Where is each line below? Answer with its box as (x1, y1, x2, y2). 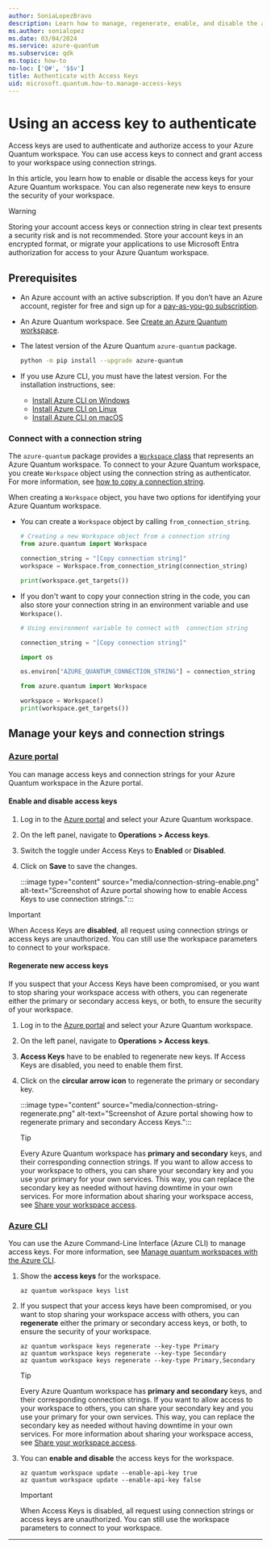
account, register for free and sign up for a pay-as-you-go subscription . (19, 301, 260, 311)
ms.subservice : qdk (8, 49, 74, 57)
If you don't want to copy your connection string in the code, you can (19, 591, 251, 601)
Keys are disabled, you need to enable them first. (19, 1060, 184, 1070)
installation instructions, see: (19, 380, 115, 390)
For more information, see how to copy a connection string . (8, 477, 206, 487)
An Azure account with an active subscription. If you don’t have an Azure (19, 292, 263, 303)
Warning (8, 207, 36, 216)
